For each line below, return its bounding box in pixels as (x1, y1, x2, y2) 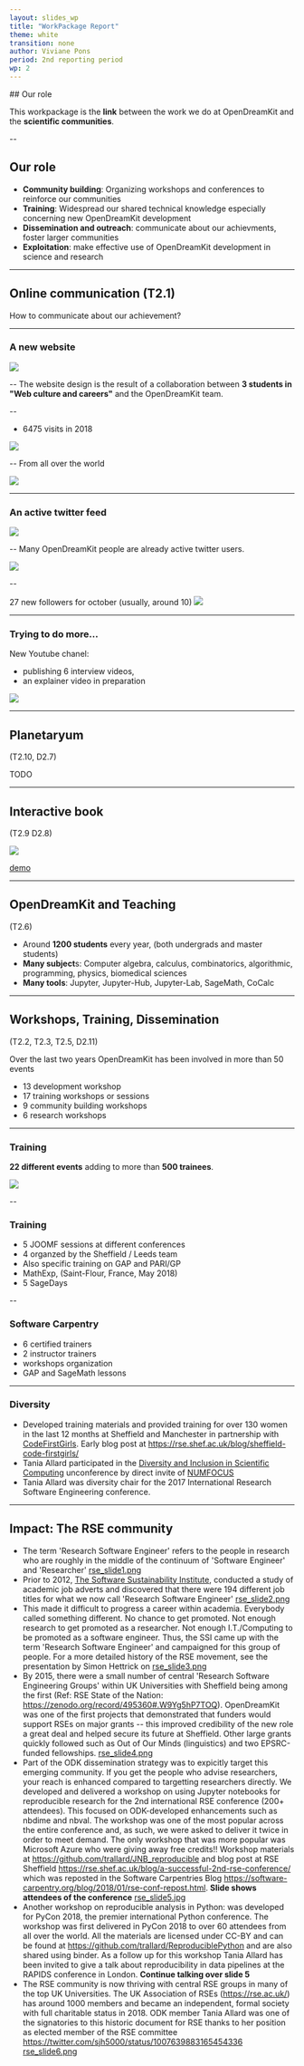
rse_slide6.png (22, 2045, 78, 2057)
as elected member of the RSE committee (22, 2026, 178, 2037)
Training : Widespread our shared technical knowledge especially (22, 203, 267, 214)
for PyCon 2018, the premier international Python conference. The (22, 1911, 269, 1922)
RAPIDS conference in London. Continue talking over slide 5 (22, 1968, 251, 1980)
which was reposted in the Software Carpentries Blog (22, 1872, 223, 1883)
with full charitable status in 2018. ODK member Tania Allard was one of (22, 2007, 290, 2018)
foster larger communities (22, 232, 119, 243)
